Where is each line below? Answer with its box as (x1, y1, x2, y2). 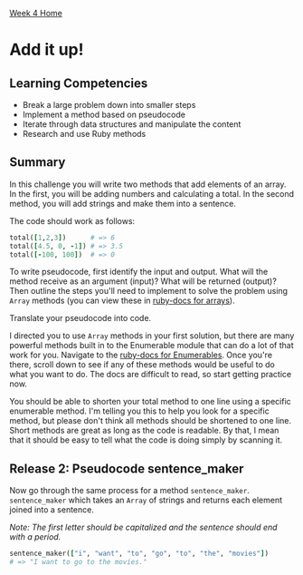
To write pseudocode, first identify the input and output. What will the (9, 267, 269, 278)
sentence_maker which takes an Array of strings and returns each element (9, 494, 283, 506)
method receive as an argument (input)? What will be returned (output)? (9, 276, 278, 287)
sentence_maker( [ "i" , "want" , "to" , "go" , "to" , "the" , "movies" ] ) (9, 549, 270, 559)
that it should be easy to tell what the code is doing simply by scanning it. (9, 434, 283, 445)
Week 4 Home (9, 8, 63, 18)
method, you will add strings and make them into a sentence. (9, 198, 237, 209)
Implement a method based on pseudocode (22, 109, 185, 120)
